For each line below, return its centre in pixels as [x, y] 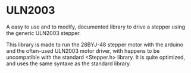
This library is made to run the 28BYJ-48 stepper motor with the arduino [95, 45]
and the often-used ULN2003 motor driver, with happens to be [83, 50]
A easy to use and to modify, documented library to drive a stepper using [96, 27]
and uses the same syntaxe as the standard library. [69, 64]
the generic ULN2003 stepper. [44, 33]
